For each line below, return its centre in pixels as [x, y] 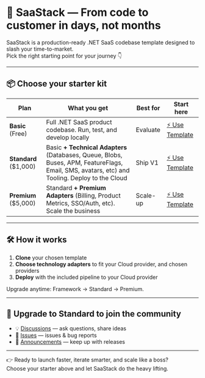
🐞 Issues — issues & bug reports [56, 335]
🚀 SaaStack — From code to [77, 13]
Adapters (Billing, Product [83, 195]
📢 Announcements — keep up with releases [70, 342]
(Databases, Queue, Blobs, [84, 155]
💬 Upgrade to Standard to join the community [94, 313]
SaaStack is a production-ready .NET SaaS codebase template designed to [101, 42]
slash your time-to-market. [40, 49]
